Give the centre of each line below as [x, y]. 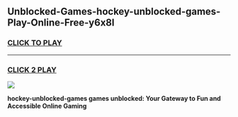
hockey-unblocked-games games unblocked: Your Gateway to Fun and [114, 98]
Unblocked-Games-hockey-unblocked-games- [114, 12]
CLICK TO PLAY [35, 43]
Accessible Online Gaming [47, 106]
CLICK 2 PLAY [32, 69]
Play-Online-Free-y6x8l [61, 23]
